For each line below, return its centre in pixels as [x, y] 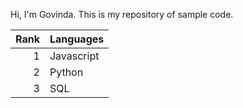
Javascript [74, 56]
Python [66, 72]
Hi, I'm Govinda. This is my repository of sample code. [122, 14]
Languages [77, 39]
